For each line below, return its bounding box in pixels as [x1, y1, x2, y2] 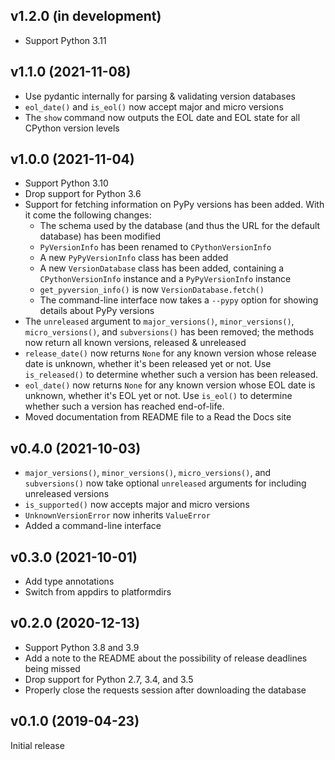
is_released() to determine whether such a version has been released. [24, 369, 319, 381]
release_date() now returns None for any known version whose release [24, 347, 317, 359]
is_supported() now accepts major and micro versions [24, 499, 250, 511]
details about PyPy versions [39, 305, 155, 317]
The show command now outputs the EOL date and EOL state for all [24, 111, 301, 123]
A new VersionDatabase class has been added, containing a [39, 262, 285, 274]
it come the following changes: [24, 209, 152, 221]
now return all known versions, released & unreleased [24, 337, 247, 349]
